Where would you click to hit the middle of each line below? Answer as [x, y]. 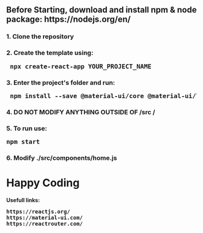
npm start [23, 142]
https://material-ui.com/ [45, 218]
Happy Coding [43, 183]
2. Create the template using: [50, 53]
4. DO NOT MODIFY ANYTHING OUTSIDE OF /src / [81, 112]
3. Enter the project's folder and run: [61, 82]
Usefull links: [23, 200]
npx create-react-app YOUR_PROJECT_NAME [81, 66]
